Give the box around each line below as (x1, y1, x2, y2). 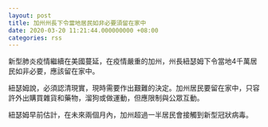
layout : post (8, 11, 52, 20)
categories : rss (8, 33, 62, 42)
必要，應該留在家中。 (29, 67, 100, 76)
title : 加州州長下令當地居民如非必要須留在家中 (8, 19, 147, 27)
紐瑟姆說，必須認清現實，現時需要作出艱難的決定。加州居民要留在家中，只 (8, 83, 253, 93)
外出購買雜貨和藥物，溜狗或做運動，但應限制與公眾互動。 (14, 93, 204, 103)
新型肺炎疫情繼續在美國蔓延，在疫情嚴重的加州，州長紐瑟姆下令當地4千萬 (8, 56, 251, 66)
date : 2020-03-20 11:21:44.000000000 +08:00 (8, 26, 159, 34)
